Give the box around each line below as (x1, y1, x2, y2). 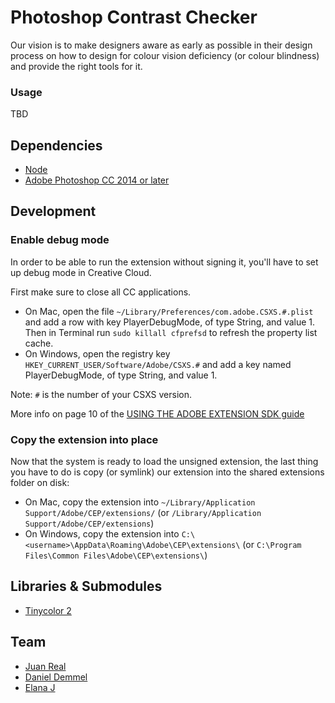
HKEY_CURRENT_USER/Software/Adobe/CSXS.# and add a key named (24, 358, 292, 370)
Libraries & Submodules (10, 578, 163, 595)
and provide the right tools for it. (10, 60, 143, 72)
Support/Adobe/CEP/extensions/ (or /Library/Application (24, 507, 262, 519)
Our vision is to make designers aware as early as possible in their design (10, 39, 313, 51)
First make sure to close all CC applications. (10, 286, 192, 298)
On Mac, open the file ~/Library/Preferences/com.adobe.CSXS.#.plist (24, 305, 314, 317)
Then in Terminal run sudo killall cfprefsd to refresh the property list (24, 326, 318, 338)
